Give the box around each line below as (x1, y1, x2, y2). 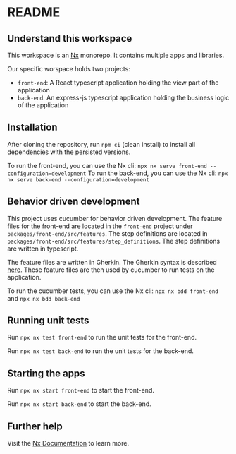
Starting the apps (7, 367, 86, 379)
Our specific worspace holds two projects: (7, 65, 130, 73)
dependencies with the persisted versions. (7, 148, 131, 156)
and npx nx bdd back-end (7, 294, 80, 302)
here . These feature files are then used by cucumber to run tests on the (7, 265, 215, 274)
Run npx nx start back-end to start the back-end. (7, 400, 151, 408)
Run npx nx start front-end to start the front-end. (7, 386, 155, 395)
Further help (7, 420, 63, 432)
